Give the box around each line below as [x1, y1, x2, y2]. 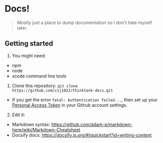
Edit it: [11, 111, 25, 117]
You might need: [11, 52, 46, 58]
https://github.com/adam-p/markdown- [51, 121, 133, 127]
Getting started [4, 39, 53, 48]
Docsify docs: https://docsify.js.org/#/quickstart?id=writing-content [11, 132, 152, 138]
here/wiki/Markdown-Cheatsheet [11, 126, 80, 132]
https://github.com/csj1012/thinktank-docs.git [11, 88, 113, 93]
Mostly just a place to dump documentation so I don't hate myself [16, 19, 152, 25]
